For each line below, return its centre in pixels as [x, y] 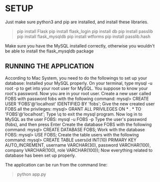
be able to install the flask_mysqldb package [49, 51]
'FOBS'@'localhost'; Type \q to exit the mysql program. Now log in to [74, 114]
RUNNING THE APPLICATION [49, 66]
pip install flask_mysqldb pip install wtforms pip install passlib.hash [84, 36]
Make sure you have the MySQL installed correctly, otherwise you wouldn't [80, 46]
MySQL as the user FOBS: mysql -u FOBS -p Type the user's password [76, 119]
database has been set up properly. [40, 155]
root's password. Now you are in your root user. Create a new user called [78, 93]
